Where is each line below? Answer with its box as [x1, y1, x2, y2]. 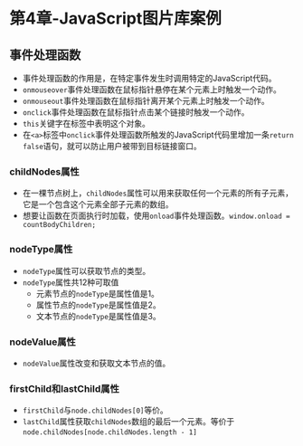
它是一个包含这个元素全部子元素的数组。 [22, 199, 174, 210]
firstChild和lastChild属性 [9, 382, 119, 394]
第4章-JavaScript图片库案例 [9, 8, 222, 29]
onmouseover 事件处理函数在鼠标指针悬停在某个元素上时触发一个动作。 [22, 84, 282, 95]
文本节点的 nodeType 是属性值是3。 [35, 310, 161, 321]
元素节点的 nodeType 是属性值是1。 [35, 288, 160, 299]
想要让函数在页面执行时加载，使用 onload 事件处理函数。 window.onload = [22, 210, 291, 222]
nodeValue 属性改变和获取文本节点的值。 [22, 357, 171, 368]
